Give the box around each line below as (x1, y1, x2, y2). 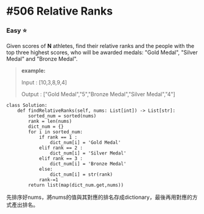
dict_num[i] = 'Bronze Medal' (49, 161, 127, 167)
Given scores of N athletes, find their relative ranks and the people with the (6, 43, 195, 50)
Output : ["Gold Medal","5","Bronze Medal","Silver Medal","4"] (21, 91, 175, 98)
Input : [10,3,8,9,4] (21, 79, 67, 86)
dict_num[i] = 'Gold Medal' (49, 140, 121, 146)
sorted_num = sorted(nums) (28, 113, 97, 119)
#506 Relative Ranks (6, 4, 113, 18)
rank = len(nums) (28, 119, 72, 125)
